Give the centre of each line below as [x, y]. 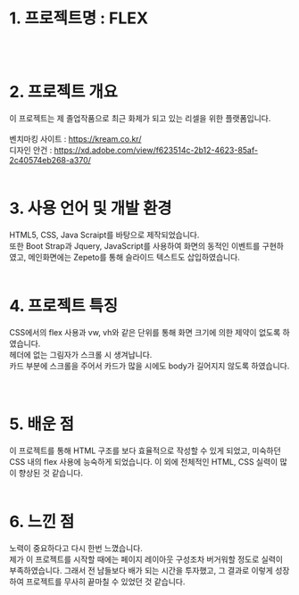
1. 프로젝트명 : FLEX [79, 18]
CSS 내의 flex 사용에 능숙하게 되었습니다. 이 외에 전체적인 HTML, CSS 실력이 [144, 461]
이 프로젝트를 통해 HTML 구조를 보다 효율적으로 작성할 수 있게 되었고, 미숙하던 [145, 450]
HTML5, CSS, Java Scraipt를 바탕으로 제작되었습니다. [104, 235]
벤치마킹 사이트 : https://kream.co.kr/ [75, 138]
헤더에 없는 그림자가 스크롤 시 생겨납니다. [81, 354]
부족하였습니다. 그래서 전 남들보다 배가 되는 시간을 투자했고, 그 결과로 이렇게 [141, 570]
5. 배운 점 [42, 424]
